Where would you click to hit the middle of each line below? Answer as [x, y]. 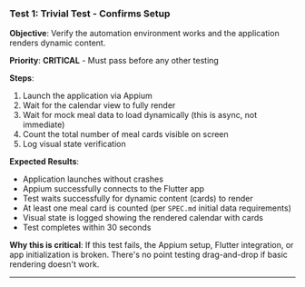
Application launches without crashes [93, 179]
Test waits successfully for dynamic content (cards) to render [138, 199]
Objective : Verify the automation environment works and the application [144, 34]
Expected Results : [44, 162]
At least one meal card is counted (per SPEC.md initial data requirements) [157, 208]
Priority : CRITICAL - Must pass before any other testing [114, 61]
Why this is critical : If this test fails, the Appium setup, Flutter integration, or [152, 245]
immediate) [44, 124]
